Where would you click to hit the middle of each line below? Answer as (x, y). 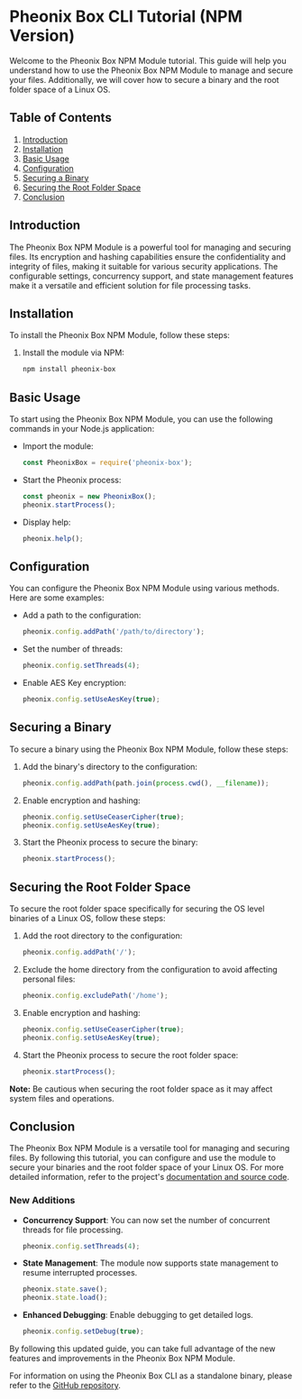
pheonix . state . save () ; (65, 1289)
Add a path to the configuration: (82, 616)
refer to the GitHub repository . (65, 1385)
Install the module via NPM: (73, 352)
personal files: (49, 979)
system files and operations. (62, 1098)
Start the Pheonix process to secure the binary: (110, 842)
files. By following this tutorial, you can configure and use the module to (143, 1158)
